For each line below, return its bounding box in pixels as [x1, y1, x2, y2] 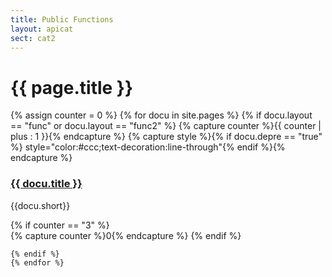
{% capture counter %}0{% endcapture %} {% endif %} [10, 229, 242, 241]
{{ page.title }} [10, 76, 134, 99]
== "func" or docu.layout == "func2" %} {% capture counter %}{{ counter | [10, 120, 322, 132]
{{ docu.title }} [10, 177, 83, 191]
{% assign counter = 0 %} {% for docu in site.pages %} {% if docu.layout [10, 109, 313, 121]
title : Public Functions [10, 14, 114, 25]
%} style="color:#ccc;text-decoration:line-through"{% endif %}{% [10, 141, 286, 153]
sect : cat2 [10, 33, 56, 43]
